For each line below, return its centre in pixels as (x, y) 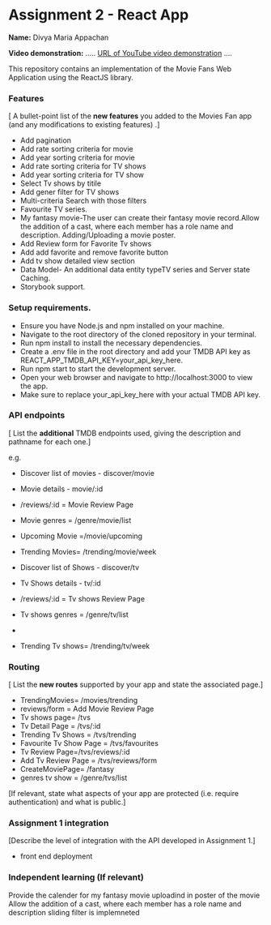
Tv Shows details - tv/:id (60, 583)
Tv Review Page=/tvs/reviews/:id (75, 752)
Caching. (35, 278)
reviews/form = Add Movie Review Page (87, 709)
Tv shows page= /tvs (55, 717)
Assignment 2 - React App (99, 15)
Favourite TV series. (53, 209)
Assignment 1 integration (59, 823)
